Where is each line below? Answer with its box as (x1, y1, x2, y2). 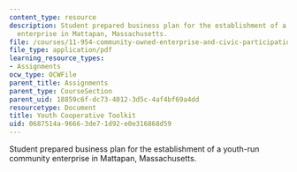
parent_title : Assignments (9, 79, 109, 87)
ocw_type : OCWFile (9, 71, 77, 79)
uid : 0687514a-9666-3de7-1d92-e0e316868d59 (9, 120, 172, 129)
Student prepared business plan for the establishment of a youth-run (9, 144, 260, 154)
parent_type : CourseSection (9, 86, 113, 95)
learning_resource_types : (9, 54, 104, 63)
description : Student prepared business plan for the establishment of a (9, 21, 287, 30)
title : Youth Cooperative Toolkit (9, 111, 137, 120)
